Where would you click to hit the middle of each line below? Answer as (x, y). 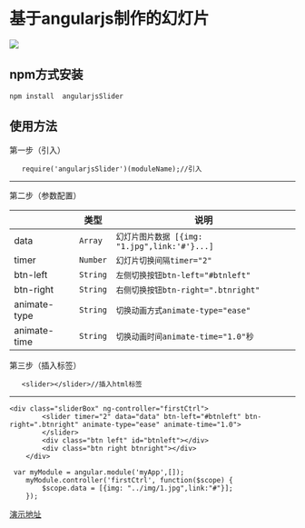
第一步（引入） (37, 150)
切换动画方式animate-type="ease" (183, 310)
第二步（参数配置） (45, 195)
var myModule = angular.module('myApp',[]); (98, 472)
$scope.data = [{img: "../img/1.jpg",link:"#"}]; (138, 488)
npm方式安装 (46, 75)
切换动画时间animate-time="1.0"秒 (185, 336)
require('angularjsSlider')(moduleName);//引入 (112, 169)
